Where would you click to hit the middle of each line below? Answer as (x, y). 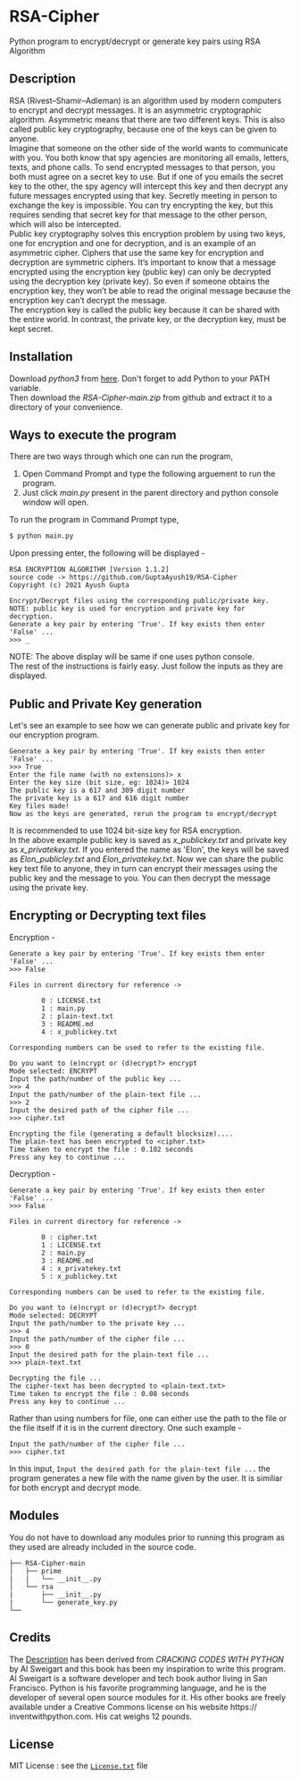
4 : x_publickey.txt (79, 1032)
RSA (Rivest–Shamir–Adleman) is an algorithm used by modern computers (146, 100)
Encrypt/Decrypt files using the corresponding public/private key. (139, 601)
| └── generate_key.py (63, 1602)
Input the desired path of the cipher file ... (100, 1110)
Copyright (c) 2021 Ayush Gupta (69, 585)
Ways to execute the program (93, 434)
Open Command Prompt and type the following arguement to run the (149, 474)
